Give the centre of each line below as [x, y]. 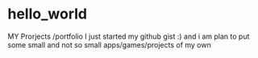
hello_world [48, 14]
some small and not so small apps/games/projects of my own [109, 44]
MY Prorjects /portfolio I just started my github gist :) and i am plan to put [129, 36]
